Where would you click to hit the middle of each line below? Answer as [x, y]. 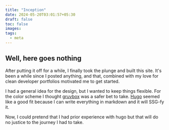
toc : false [17, 24]
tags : [11, 33]
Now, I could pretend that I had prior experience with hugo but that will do [82, 117]
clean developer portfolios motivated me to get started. [63, 81]
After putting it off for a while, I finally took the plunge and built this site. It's [83, 71]
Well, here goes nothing [43, 58]
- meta [17, 38]
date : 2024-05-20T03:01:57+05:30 [40, 15]
